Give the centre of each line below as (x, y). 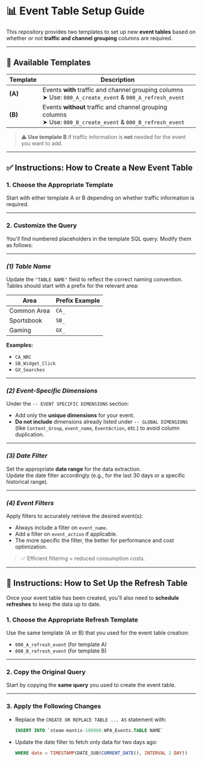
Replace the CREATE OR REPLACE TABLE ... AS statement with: (90, 719)
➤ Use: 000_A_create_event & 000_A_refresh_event (114, 97)
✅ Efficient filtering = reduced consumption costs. (83, 558)
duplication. (29, 434)
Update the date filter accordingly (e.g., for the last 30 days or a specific (96, 475)
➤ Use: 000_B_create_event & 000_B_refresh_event (114, 122)
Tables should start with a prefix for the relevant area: (73, 286)
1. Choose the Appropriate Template (60, 185)
